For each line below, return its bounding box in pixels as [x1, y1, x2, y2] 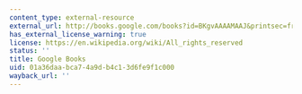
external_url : [9, 21, 63, 30]
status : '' [9, 47, 50, 56]
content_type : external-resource [9, 13, 135, 22]
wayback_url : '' [9, 72, 70, 81]
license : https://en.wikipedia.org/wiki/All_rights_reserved [9, 38, 244, 47]
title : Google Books [9, 55, 87, 64]
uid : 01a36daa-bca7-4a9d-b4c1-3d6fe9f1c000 [9, 64, 175, 73]
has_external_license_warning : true [9, 30, 147, 38]
